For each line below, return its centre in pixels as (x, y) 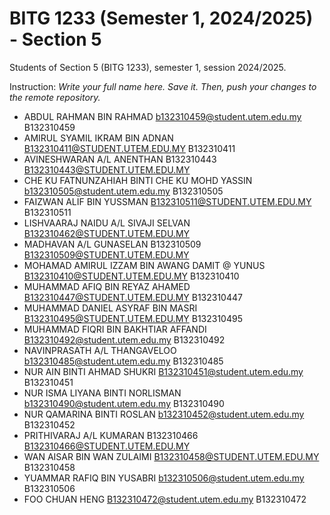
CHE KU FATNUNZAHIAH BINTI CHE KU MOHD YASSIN (138, 180)
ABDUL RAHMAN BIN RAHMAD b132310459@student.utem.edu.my (162, 116)
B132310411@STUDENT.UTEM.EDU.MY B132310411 (129, 148)
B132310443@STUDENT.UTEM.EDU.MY (107, 169)
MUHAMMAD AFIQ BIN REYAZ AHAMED (107, 286)
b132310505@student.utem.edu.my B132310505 (123, 191)
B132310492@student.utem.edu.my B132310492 (124, 339)
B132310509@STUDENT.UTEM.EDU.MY (106, 254)
